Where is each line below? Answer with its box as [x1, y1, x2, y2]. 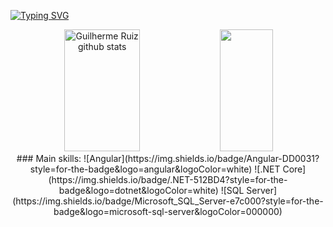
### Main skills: [16, 153, 82, 164]
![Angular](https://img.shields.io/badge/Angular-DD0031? [83, 153, 320, 164]
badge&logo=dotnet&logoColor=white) [58, 185, 219, 196]
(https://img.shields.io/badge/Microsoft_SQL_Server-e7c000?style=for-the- [12, 195, 324, 207]
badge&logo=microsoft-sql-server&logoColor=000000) [53, 206, 283, 217]
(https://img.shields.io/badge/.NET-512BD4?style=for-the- [48, 174, 288, 185]
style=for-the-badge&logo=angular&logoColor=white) [29, 163, 253, 175]
